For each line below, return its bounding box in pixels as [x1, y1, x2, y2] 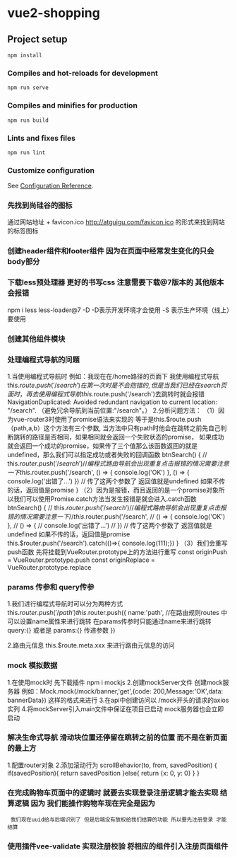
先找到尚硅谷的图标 [7, 200, 73, 210]
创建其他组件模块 [7, 334, 66, 344]
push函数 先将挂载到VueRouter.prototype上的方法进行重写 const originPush [7, 547, 228, 556]
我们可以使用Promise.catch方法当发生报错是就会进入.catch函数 [13, 494, 197, 503]
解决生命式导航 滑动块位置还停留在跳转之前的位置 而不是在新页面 [7, 732, 228, 742]
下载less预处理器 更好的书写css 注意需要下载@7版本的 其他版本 [7, 277, 224, 287]
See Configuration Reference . [7, 182, 94, 190]
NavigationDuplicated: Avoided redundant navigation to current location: [7, 398, 217, 406]
